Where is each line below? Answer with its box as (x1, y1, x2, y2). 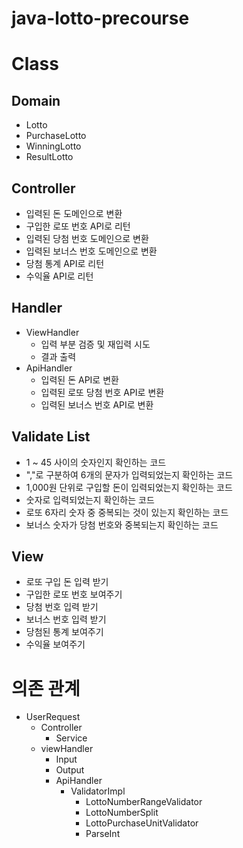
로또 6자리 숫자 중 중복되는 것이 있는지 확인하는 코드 (25, 506, 229, 518)
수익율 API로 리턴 (25, 270, 94, 282)
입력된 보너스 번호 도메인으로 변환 (25, 245, 158, 257)
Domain (11, 92, 61, 109)
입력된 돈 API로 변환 (40, 373, 119, 386)
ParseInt (85, 828, 121, 840)
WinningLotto (25, 140, 82, 152)
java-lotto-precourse (11, 7, 190, 30)
